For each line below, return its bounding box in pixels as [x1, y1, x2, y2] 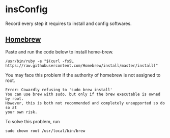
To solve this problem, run [5, 118, 60, 124]
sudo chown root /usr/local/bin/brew [5, 128, 86, 133]
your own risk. [5, 109, 38, 115]
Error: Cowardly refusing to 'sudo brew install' [5, 87, 113, 92]
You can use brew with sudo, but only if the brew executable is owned [5, 92, 160, 97]
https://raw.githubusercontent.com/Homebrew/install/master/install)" [5, 63, 158, 68]
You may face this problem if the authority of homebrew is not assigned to [5, 72, 161, 78]
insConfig [5, 4, 48, 15]
